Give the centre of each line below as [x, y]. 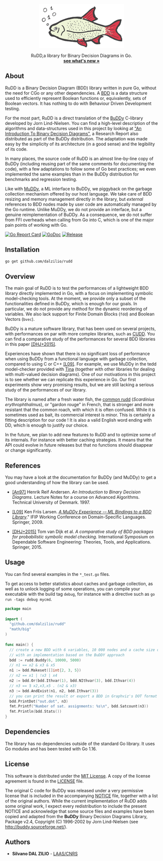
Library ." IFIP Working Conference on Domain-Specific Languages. [79, 517]
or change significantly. [28, 450]
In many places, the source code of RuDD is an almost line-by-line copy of [79, 158]
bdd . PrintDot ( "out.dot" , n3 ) [39, 701]
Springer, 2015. [27, 547]
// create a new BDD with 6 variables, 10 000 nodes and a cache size [82, 650]
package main [18, 608]
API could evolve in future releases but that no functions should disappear [79, 445]
